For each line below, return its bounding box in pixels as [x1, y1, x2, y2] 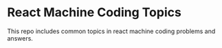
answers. [7, 34, 33, 42]
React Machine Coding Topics [7, 5, 182, 20]
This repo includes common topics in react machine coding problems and [7, 27, 216, 35]
